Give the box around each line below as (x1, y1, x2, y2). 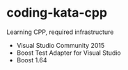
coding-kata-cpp (6, 5, 108, 21)
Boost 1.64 (16, 55, 47, 64)
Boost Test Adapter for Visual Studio (16, 49, 121, 57)
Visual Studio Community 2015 (16, 41, 105, 49)
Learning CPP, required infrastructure (6, 28, 114, 36)
